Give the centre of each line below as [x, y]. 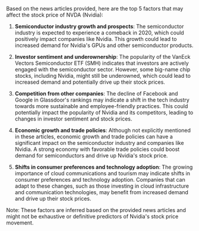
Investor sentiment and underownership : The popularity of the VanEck [102, 57]
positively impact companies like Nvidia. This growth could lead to [96, 39]
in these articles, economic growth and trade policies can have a [94, 137]
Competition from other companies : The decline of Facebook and [96, 94]
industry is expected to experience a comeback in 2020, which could [99, 33]
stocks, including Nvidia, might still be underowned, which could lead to [103, 76]
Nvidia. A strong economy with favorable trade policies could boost [97, 149]
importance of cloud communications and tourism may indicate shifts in [102, 173]
